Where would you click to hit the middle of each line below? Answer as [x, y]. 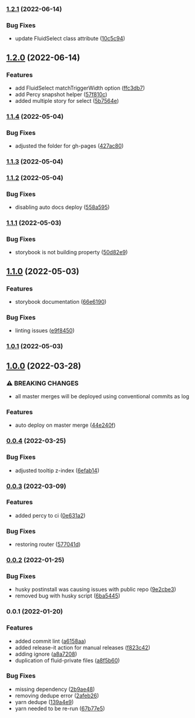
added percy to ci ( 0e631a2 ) [50, 515]
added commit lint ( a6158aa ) [50, 641]
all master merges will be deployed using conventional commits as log [102, 397]
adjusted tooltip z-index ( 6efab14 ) [57, 470]
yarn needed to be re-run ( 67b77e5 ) [60, 708]
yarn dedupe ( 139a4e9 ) [44, 702]
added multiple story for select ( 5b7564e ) [67, 100]
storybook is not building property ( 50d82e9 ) [71, 252]
